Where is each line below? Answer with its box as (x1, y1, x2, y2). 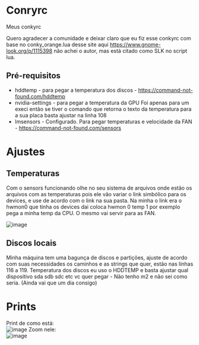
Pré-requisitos (6, 71, 61, 81)
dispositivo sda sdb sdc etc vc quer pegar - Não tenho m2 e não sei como (6, 273, 188, 280)
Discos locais (6, 238, 57, 248)
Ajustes (6, 145, 45, 158)
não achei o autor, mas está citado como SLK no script (53, 47, 188, 54)
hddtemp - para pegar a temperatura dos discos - (14, 87, 137, 94)
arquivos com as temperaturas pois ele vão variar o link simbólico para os (6, 190, 187, 197)
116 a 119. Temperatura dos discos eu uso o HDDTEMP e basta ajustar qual (6, 266, 189, 273)
